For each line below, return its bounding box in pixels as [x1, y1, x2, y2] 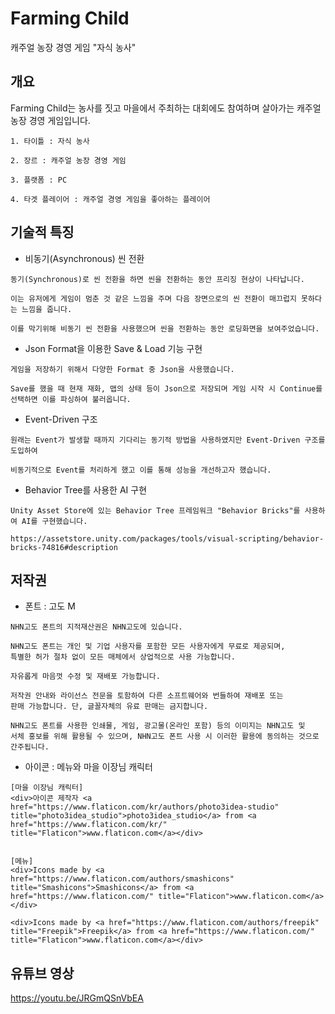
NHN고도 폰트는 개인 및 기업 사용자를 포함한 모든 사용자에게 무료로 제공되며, [10, 642, 286, 652]
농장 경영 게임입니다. [10, 114, 91, 126]
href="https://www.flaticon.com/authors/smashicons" [10, 874, 235, 884]
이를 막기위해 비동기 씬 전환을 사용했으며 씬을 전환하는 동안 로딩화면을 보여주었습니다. [10, 323, 320, 334]
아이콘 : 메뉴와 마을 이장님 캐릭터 [24, 761, 153, 773]
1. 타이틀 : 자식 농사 [10, 136, 90, 146]
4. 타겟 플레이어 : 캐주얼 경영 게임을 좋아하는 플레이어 [10, 194, 211, 204]
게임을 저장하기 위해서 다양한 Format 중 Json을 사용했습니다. [10, 364, 235, 374]
